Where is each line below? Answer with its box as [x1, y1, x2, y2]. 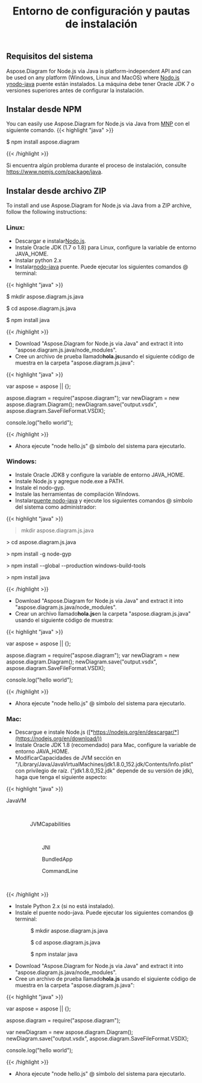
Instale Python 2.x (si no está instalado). [14, 903, 115, 910]
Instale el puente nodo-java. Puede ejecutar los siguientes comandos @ [14, 909, 194, 917]
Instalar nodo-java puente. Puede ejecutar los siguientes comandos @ [14, 263, 188, 270]
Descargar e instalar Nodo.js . [14, 237, 86, 245]
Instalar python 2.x [14, 256, 62, 264]
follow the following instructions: [6, 208, 87, 216]
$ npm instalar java [30, 950, 78, 958]
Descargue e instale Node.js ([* [14, 728, 93, 736]
